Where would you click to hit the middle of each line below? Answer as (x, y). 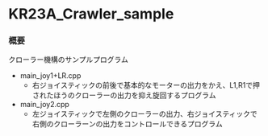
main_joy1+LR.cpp (50, 76)
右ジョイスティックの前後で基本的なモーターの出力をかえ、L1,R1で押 (146, 85)
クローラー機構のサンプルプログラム (69, 60)
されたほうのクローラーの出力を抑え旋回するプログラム (124, 95)
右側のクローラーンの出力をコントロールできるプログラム (128, 124)
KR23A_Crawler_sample (91, 14)
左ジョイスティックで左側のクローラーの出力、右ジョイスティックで (145, 114)
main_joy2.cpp (45, 105)
